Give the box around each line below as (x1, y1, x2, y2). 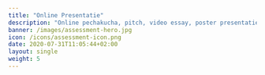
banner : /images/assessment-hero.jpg (8, 26, 132, 34)
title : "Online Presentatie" (8, 11, 104, 20)
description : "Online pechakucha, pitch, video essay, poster (8, 19, 217, 27)
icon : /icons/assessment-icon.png (8, 33, 122, 41)
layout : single (8, 48, 58, 55)
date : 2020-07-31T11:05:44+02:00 (8, 41, 118, 48)
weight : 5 (8, 55, 41, 63)
